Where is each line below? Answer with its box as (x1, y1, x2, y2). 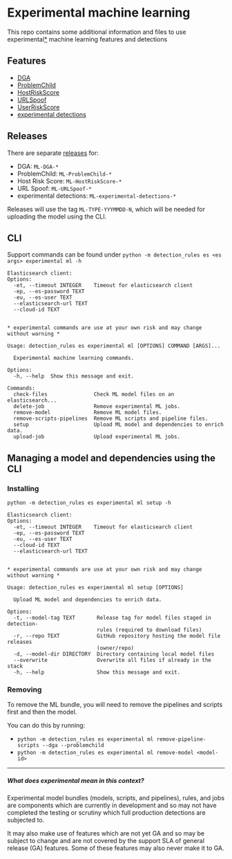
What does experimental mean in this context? (7, 776, 145, 784)
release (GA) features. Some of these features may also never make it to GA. (7, 844, 224, 852)
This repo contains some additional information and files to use (7, 28, 186, 36)
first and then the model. (7, 708, 77, 717)
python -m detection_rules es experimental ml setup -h (7, 499, 171, 506)
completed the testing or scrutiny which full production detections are (7, 809, 206, 817)
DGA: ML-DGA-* (17, 162, 59, 170)
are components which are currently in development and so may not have (7, 801, 217, 810)
